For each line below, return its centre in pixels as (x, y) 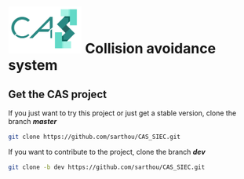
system (33, 66)
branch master (33, 122)
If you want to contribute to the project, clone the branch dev (107, 152)
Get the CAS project (58, 94)
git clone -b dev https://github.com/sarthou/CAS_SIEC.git (107, 167)
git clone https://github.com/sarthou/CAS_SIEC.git (94, 137)
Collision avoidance (151, 49)
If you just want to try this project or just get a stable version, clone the (122, 113)
